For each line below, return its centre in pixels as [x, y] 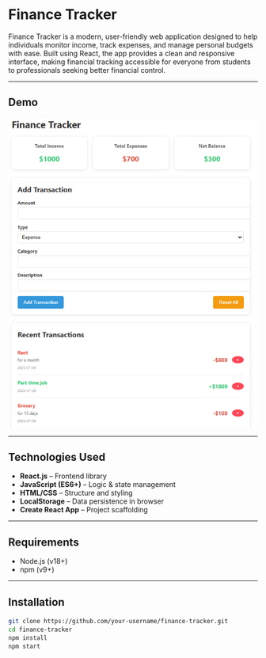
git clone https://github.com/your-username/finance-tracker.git [118, 621]
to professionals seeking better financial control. [87, 70]
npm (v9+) [37, 570]
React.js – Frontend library [63, 476]
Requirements [44, 542]
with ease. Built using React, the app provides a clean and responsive [122, 53]
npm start [25, 646]
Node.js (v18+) [44, 561]
